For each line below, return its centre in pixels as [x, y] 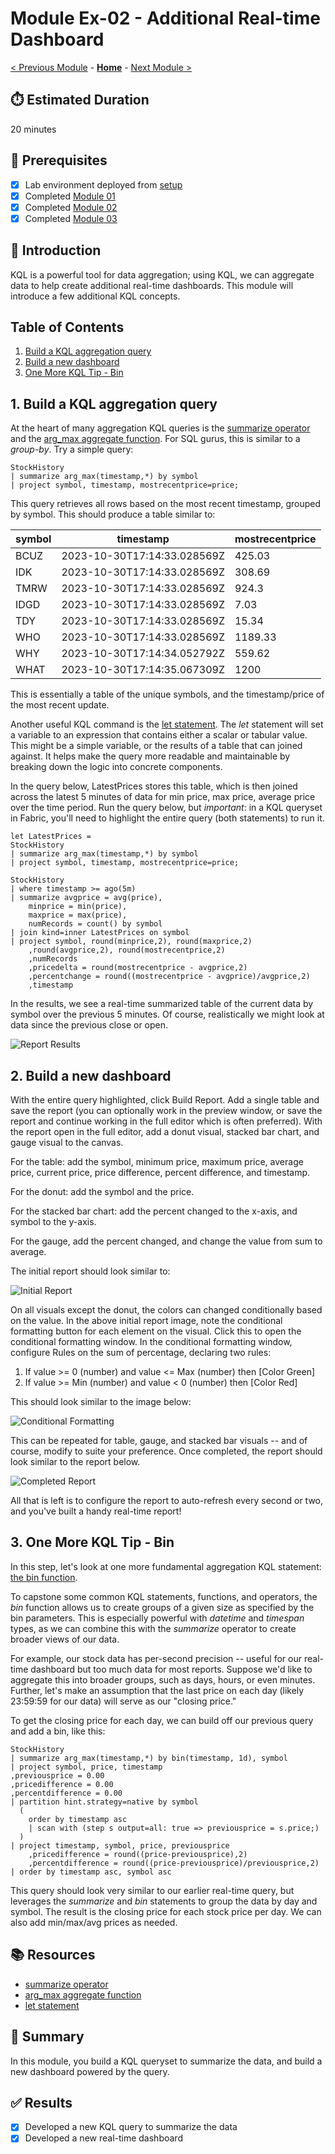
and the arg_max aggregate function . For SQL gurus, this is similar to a [155, 439]
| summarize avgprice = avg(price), [86, 898]
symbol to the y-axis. [53, 1222]
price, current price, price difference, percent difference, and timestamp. [160, 1173]
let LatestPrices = [51, 837]
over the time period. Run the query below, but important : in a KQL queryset [166, 808]
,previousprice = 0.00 [57, 1775]
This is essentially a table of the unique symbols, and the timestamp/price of [167, 694]
